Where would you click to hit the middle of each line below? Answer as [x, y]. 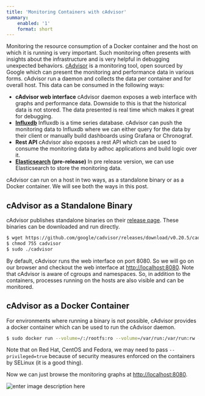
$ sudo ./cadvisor [30, 249]
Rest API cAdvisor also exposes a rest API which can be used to [96, 142]
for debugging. [34, 116]
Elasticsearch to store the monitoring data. [68, 168]
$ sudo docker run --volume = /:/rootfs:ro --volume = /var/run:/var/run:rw [101, 338]
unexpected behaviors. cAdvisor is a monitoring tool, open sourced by [95, 66]
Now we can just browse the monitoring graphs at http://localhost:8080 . [97, 375]
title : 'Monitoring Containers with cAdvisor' [67, 12]
